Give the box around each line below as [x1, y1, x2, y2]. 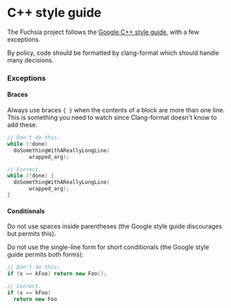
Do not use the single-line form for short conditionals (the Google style [7, 243, 209, 251]
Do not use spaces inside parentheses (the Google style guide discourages [7, 222, 223, 230]
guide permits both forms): [7, 250, 84, 259]
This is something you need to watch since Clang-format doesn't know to [7, 113, 217, 122]
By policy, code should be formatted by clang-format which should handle [7, 49, 220, 57]
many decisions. [7, 55, 54, 64]
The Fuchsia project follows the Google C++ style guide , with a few [7, 28, 200, 36]
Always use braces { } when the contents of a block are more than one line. [7, 106, 225, 114]
